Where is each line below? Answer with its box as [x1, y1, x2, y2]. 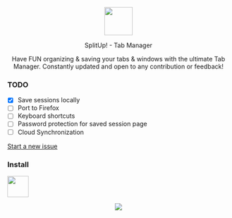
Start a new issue [7, 142, 58, 150]
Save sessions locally [17, 96, 80, 104]
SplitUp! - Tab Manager [84, 41, 153, 49]
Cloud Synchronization [17, 128, 85, 136]
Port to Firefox [17, 104, 60, 112]
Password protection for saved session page [17, 120, 148, 128]
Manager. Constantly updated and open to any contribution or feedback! [13, 62, 224, 71]
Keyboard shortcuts [17, 111, 75, 120]
